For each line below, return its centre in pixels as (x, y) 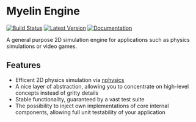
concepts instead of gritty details (57, 93)
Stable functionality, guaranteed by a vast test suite (80, 99)
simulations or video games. (42, 46)
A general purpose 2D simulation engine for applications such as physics (98, 39)
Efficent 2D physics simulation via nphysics (70, 80)
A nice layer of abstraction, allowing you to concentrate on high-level (102, 86)
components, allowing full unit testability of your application (90, 112)
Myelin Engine (43, 11)
